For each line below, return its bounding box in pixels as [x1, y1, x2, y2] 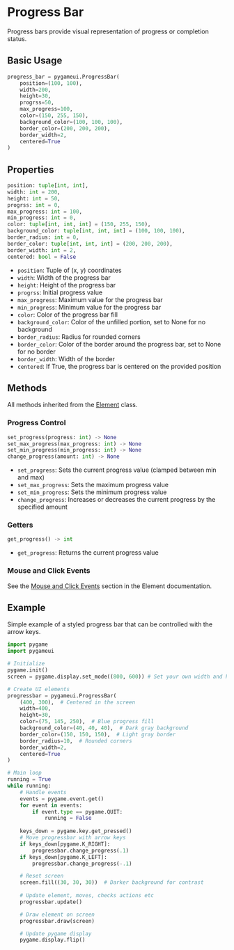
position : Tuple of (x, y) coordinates [17, 266, 122, 274]
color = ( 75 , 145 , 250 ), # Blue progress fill [19, 718, 155, 725]
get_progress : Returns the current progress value [17, 548, 159, 557]
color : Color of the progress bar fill [17, 310, 118, 319]
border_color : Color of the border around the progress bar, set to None [17, 340, 221, 348]
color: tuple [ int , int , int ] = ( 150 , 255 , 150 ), [7, 221, 151, 228]
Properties [7, 164, 54, 175]
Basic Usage [7, 55, 63, 67]
